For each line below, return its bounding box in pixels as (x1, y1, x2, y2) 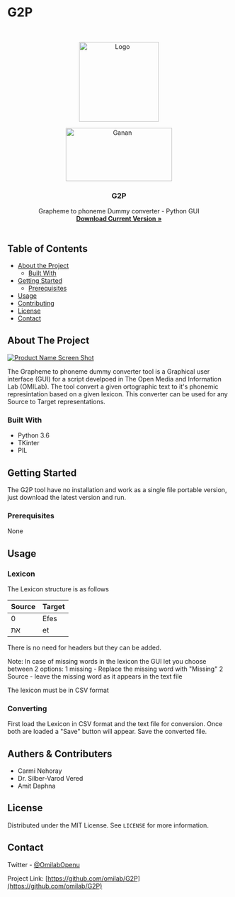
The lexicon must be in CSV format (7, 686, 110, 694)
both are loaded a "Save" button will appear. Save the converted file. (7, 728, 207, 736)
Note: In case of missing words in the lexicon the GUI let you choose (7, 657, 207, 665)
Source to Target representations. (7, 397, 106, 406)
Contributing (17, 299, 55, 308)
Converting (7, 703, 47, 713)
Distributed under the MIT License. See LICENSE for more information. (7, 820, 209, 830)
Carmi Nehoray (17, 767, 62, 775)
